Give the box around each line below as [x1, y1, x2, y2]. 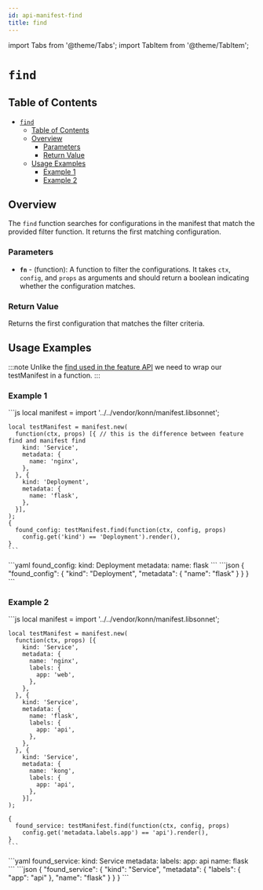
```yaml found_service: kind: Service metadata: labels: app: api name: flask [8, 856, 249, 866]
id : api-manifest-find [8, 11, 82, 20]
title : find [8, 19, 47, 27]
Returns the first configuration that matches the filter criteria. [8, 319, 206, 328]
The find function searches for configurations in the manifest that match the [8, 219, 255, 228]
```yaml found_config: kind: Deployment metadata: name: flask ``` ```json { [8, 560, 245, 570]
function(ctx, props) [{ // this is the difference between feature [15, 430, 244, 438]
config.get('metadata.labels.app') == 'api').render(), [22, 829, 210, 837]
